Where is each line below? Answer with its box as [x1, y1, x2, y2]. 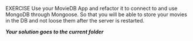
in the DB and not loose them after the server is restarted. [5, 17, 145, 24]
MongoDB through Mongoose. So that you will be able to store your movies [5, 11, 187, 18]
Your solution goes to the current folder [5, 28, 104, 35]
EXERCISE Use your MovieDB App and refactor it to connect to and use [5, 5, 178, 12]
